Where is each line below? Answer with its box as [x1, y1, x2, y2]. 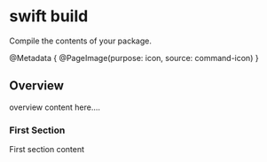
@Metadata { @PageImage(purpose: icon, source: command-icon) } [9, 52, 259, 63]
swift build [9, 6, 89, 27]
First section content [9, 144, 85, 155]
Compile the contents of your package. [9, 35, 153, 46]
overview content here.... [9, 102, 100, 112]
